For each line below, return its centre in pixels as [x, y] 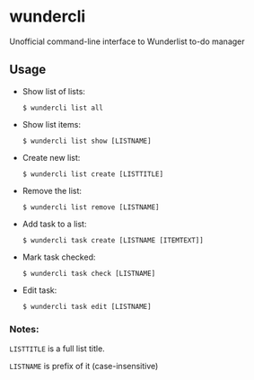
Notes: [24, 329]
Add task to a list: [54, 224]
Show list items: [51, 124]
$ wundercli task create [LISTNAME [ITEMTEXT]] [113, 240]
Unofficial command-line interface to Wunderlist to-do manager [127, 41]
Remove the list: [52, 190]
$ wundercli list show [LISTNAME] [87, 141]
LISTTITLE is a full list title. [57, 349]
